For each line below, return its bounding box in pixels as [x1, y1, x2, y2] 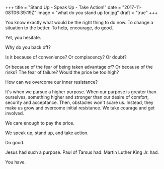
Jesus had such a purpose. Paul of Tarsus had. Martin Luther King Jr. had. [5, 149, 159, 155]
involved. [5, 110, 24, 116]
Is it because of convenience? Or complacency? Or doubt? [5, 54, 127, 60]
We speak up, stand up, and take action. [5, 130, 89, 136]
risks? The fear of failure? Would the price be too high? [5, 69, 119, 75]
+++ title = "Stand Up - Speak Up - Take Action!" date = [5, 5, 122, 10]
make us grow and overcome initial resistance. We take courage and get [5, 105, 155, 110]
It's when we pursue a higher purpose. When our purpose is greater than [5, 89, 157, 95]
